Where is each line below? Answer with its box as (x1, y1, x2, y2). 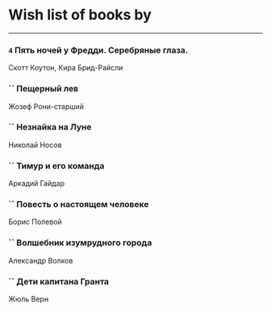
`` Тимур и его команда (8, 160, 105, 171)
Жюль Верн (8, 294, 49, 304)
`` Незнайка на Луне (8, 121, 92, 133)
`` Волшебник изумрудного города (8, 237, 152, 248)
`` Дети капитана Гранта (8, 276, 110, 287)
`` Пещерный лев (8, 83, 79, 95)
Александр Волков (8, 255, 73, 265)
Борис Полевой (8, 217, 62, 227)
